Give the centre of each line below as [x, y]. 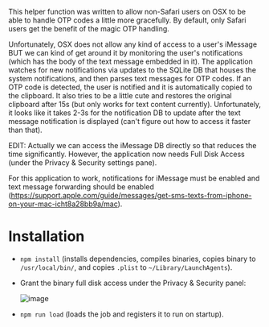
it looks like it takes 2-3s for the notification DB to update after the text [124, 113]
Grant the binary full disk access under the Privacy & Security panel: [133, 283]
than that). [25, 130]
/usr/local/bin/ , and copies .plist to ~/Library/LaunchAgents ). [126, 267]
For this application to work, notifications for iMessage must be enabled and [134, 178]
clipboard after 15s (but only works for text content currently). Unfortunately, [135, 104]
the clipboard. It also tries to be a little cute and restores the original [120, 95]
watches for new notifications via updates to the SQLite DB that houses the [132, 70]
